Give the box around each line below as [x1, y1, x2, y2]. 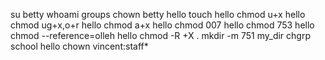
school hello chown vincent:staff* [10, 40, 149, 52]
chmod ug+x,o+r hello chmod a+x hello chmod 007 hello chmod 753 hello [10, 19, 315, 31]
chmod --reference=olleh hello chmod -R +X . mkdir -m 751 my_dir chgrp [10, 30, 311, 41]
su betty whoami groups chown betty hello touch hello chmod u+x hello [10, 9, 306, 20]
